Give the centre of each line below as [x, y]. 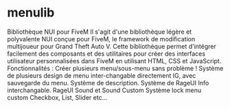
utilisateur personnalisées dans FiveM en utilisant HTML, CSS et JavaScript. [114, 61]
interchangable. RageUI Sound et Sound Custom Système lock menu [104, 90]
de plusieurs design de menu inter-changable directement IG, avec [102, 75]
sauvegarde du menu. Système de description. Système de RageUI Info [108, 83]
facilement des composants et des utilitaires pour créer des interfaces [106, 54]
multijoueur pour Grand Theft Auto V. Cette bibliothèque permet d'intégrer [112, 46]
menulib [31, 13]
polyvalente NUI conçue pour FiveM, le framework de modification [101, 39]
